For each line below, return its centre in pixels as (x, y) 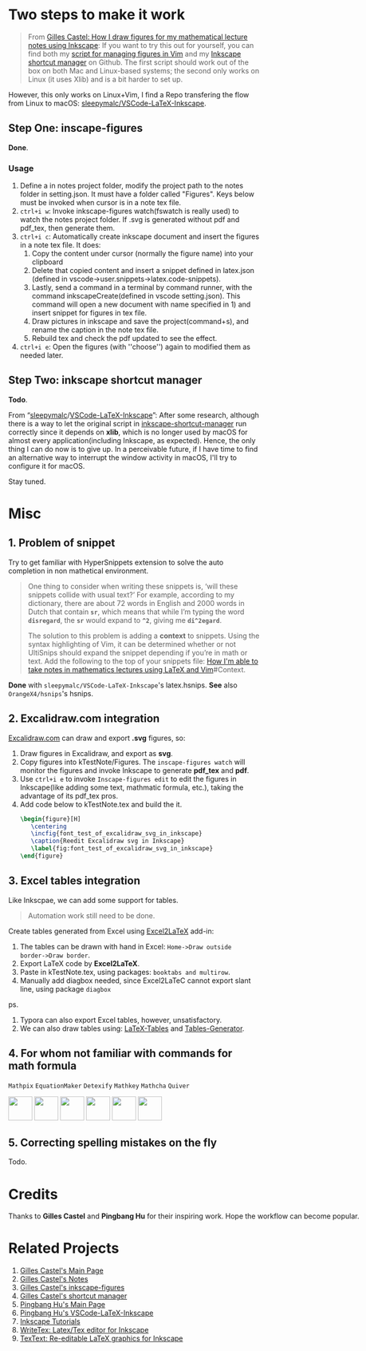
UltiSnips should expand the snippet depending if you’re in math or (138, 652)
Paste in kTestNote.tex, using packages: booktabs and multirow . (125, 972)
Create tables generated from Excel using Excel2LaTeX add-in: (111, 931)
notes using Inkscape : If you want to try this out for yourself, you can (141, 45)
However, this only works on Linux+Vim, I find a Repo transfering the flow (129, 94)
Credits (33, 1194)
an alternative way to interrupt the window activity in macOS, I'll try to (123, 458)
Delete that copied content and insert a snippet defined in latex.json (143, 271)
